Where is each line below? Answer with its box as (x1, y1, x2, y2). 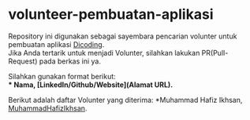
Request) (8, 56, 38, 66)
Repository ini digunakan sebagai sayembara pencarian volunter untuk (8, 31, 237, 41)
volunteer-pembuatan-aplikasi (8, 5, 214, 24)
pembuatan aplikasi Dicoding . (8, 39, 105, 49)
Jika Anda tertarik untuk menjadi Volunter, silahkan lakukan (8, 48, 200, 57)
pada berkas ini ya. (39, 56, 101, 66)
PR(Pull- (201, 48, 229, 57)
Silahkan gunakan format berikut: (8, 71, 116, 81)
